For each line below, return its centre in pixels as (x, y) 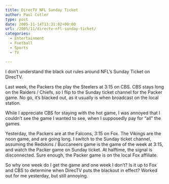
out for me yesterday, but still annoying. (47, 175)
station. (13, 103)
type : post (17, 19)
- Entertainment (27, 39)
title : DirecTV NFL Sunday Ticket (42, 10)
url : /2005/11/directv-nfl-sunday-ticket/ (51, 29)
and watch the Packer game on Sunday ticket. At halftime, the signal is (79, 149)
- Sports (19, 48)
